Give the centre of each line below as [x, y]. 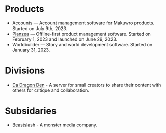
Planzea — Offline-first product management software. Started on [81, 34]
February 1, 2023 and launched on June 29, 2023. [65, 39]
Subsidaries [31, 111]
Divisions [25, 71]
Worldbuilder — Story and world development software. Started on [82, 44]
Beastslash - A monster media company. [55, 125]
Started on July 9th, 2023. [40, 28]
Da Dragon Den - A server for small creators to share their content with [87, 85]
